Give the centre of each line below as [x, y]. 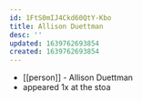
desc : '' [26, 35]
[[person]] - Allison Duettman [78, 77]
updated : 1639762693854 [55, 43]
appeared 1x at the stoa [66, 87]
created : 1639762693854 [55, 52]
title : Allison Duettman [56, 26]
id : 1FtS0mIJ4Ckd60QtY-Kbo [61, 18]
